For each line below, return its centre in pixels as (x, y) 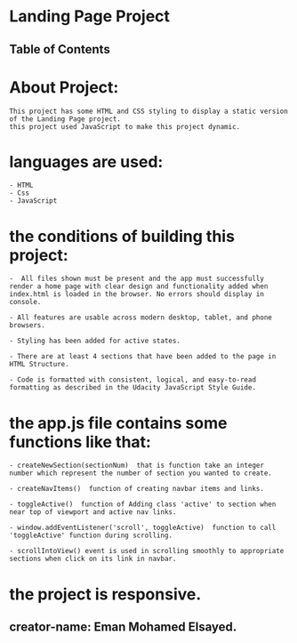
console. (25, 302)
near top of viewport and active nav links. (93, 512)
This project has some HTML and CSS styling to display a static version (149, 111)
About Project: (64, 87)
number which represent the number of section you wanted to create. (141, 473)
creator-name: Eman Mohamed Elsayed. (123, 627)
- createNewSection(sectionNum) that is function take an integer (137, 466)
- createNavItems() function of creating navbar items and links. (137, 489)
